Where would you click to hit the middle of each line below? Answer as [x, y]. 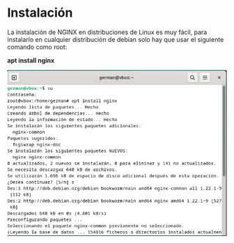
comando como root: [37, 47]
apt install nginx [31, 60]
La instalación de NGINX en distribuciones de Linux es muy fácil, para [107, 32]
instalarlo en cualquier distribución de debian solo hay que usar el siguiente [116, 39]
